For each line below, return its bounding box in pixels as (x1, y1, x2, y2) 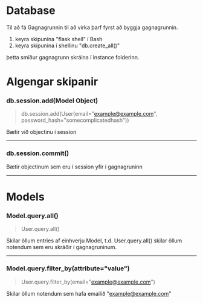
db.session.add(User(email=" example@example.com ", (21, 110, 158, 118)
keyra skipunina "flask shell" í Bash (14, 35, 103, 42)
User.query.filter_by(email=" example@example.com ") (21, 278, 155, 285)
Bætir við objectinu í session (6, 128, 77, 136)
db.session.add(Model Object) (6, 96, 98, 105)
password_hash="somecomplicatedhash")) (21, 116, 129, 124)
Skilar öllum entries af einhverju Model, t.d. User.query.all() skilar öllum (6, 237, 182, 244)
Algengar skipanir (6, 75, 98, 88)
